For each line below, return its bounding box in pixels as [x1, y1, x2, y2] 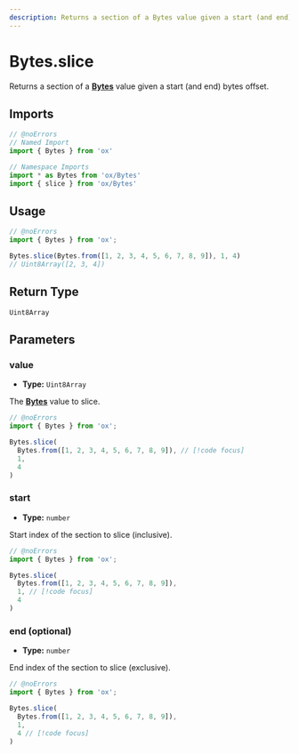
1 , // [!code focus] [17, 588, 93, 597]
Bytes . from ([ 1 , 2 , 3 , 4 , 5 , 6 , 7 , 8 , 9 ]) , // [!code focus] [17, 446, 245, 455]
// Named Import [9, 139, 69, 148]
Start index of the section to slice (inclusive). [9, 529, 173, 540]
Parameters [9, 333, 76, 348]
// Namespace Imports [9, 163, 90, 172]
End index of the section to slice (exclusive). [9, 662, 171, 673]
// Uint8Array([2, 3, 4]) [9, 260, 105, 269]
